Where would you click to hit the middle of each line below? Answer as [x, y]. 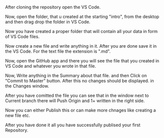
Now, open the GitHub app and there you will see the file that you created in [82, 61]
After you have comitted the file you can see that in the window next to [77, 96]
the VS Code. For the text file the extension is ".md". [58, 51]
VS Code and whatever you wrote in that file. [51, 66]
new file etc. [18, 115]
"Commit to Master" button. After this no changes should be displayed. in [80, 81]
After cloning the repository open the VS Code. [53, 7]
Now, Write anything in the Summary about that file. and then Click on [76, 75]
